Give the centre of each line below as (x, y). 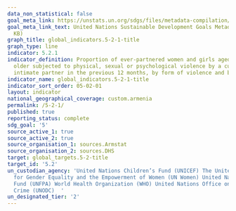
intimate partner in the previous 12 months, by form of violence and (119, 72)
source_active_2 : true (40, 138)
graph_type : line (33, 46)
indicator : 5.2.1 (33, 53)
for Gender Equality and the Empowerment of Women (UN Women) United (117, 177)
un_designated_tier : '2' (44, 197)
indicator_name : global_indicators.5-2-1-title (78, 79)
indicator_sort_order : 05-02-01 (54, 86)
